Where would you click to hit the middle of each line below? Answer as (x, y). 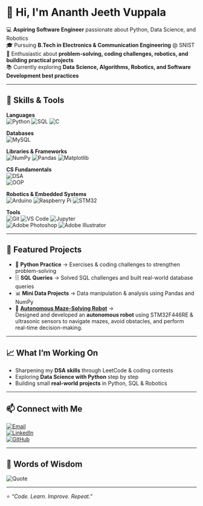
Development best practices (43, 76)
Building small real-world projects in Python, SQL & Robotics (91, 383)
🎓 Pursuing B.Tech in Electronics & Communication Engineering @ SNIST (101, 45)
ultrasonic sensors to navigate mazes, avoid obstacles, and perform (99, 321)
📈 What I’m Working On (52, 353)
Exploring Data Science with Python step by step (77, 377)
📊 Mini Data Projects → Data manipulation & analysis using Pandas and (105, 293)
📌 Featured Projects (44, 250)
